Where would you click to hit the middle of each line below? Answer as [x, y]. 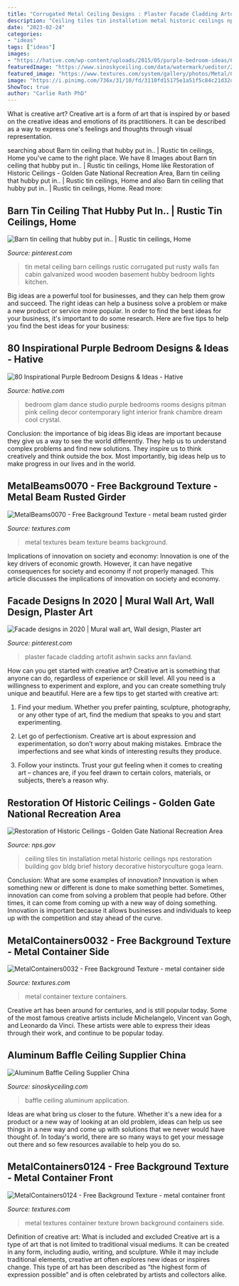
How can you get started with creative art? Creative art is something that [114, 670]
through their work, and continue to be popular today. [86, 1033]
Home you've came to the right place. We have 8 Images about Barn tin [112, 158]
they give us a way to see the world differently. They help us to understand [117, 441]
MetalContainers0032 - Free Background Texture [119, 940]
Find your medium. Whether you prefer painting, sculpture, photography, [124, 708]
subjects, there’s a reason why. [63, 780]
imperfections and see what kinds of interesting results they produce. [119, 751]
